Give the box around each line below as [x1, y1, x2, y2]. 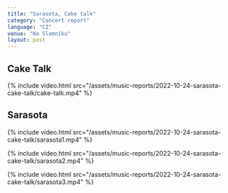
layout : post [7, 37, 46, 44]
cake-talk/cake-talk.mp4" [7, 89, 83, 97]
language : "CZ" [7, 23, 52, 30]
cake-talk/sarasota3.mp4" [7, 178, 84, 186]
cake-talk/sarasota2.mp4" [7, 156, 84, 165]
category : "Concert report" [7, 17, 90, 24]
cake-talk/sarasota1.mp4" [7, 135, 83, 144]
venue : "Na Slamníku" [7, 30, 71, 37]
